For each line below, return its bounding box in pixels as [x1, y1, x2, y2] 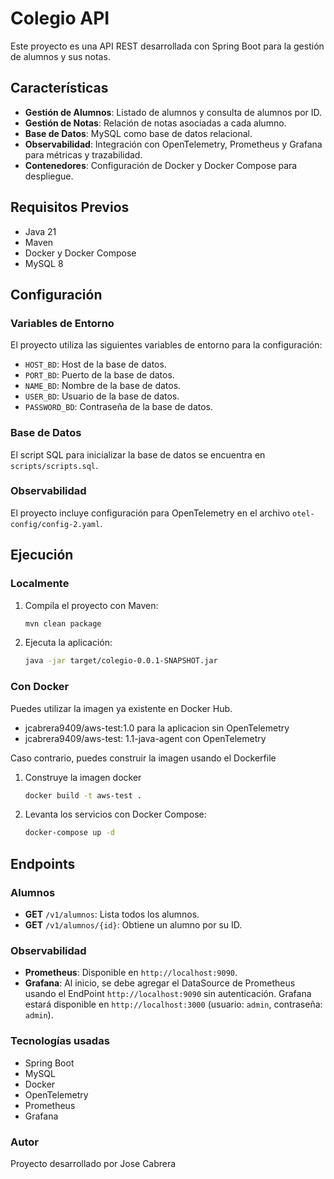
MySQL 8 [24, 257, 64, 269]
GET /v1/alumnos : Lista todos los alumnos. [24, 908, 200, 921]
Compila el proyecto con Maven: [24, 599, 159, 611]
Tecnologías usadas [10, 1034, 110, 1048]
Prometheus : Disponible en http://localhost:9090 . [24, 967, 238, 979]
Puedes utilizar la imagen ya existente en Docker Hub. [10, 702, 233, 714]
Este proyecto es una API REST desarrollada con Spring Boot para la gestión [10, 40, 325, 52]
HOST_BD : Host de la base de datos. [24, 358, 167, 371]
